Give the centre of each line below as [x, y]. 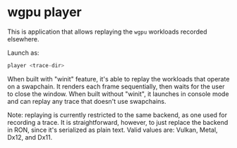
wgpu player [45, 12]
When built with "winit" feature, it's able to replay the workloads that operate [119, 79]
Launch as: [23, 53]
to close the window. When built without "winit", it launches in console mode [118, 94]
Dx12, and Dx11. [30, 137]
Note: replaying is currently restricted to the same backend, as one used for [117, 115]
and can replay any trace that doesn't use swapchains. [87, 101]
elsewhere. [23, 39]
